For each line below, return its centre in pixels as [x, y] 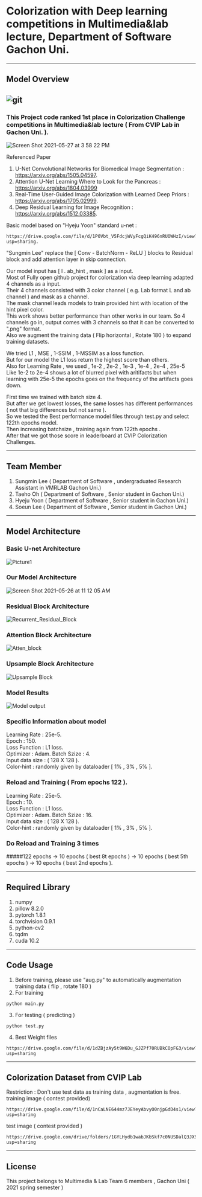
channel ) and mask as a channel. [48, 297]
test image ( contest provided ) [44, 1126]
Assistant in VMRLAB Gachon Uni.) [58, 487]
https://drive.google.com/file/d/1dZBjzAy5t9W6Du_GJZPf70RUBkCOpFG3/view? [102, 1048]
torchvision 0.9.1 [35, 921]
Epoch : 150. [22, 741]
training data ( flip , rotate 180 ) [53, 986]
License [21, 1167]
